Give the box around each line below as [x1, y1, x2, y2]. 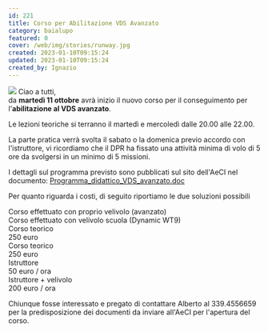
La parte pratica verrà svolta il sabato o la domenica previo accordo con [8, 134, 246, 144]
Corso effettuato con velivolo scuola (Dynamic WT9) [8, 215, 182, 225]
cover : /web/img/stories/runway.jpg [8, 42, 130, 50]
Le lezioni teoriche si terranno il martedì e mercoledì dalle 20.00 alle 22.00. [8, 119, 255, 129]
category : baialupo [8, 26, 74, 34]
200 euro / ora [8, 283, 56, 293]
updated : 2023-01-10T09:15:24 [8, 57, 110, 65]
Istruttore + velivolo [8, 274, 73, 284]
